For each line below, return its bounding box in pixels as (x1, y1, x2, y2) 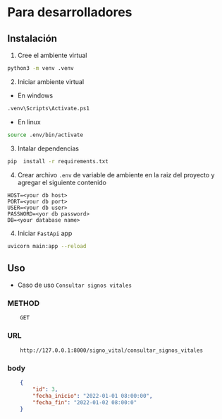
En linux (17, 117, 41, 126)
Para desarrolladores (7, 4, 132, 20)
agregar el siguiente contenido (17, 178, 107, 187)
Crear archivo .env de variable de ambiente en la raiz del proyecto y (17, 170, 215, 179)
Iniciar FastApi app (17, 229, 73, 237)
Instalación (7, 33, 58, 45)
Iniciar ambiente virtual (17, 77, 85, 85)
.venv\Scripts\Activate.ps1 (7, 105, 90, 112)
